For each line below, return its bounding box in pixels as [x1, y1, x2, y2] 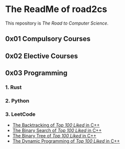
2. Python [5, 97, 30, 104]
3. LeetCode [5, 110, 36, 117]
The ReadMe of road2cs [5, 4, 107, 15]
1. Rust [5, 84, 22, 91]
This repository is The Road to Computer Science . [5, 20, 109, 26]
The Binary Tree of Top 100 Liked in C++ [12, 133, 97, 139]
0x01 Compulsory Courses [5, 35, 91, 43]
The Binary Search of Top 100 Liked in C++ [12, 127, 102, 133]
